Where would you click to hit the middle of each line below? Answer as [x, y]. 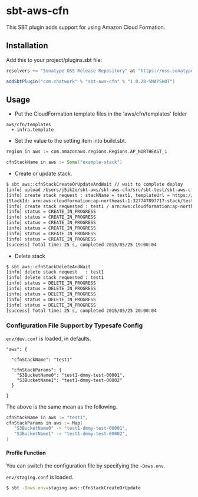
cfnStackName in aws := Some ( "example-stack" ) [64, 162]
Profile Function [26, 453]
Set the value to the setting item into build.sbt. [70, 141]
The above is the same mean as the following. [62, 407]
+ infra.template [33, 130]
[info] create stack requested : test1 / [58, 206]
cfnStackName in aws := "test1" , [47, 417]
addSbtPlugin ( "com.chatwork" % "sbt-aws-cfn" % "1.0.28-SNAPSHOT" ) [91, 81]
